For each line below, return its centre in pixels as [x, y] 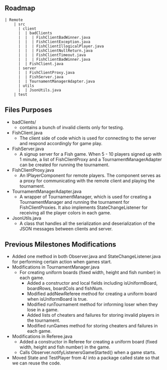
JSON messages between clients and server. [66, 228]
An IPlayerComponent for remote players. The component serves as [90, 175]
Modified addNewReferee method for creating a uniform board [92, 294]
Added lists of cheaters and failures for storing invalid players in [93, 315]
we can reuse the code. [36, 363]
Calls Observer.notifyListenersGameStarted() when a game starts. [88, 352]
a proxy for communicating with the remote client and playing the [87, 181]
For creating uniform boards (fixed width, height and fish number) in [90, 273]
